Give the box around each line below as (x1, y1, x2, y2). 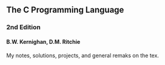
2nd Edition (6, 23, 41, 32)
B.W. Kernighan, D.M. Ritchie (6, 38, 81, 45)
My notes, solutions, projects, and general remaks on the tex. (6, 52, 160, 59)
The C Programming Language (6, 5, 124, 15)
